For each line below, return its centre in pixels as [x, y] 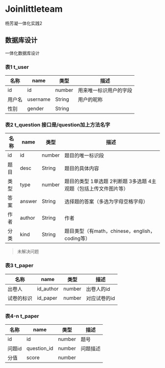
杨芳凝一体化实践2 [24, 23]
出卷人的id [98, 289]
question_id [40, 348]
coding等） [78, 238]
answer [28, 201]
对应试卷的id [100, 298]
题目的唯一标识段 [84, 156]
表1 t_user [17, 67]
